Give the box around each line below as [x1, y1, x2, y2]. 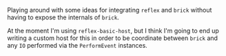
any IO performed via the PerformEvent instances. [7, 41, 148, 49]
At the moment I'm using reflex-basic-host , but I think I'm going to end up [7, 27, 219, 35]
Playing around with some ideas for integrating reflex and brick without [7, 6, 212, 14]
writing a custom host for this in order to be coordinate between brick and [7, 34, 218, 42]
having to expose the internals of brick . [7, 13, 119, 21]
